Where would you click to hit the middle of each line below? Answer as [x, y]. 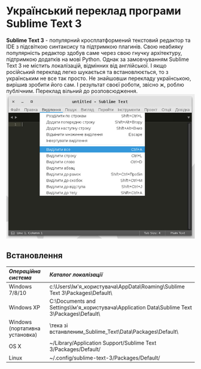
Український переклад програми [94, 11]
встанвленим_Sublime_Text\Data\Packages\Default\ [114, 331]
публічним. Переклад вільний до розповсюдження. [72, 91]
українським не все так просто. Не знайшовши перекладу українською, [99, 78]
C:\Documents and [72, 301]
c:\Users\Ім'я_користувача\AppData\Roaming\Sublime [117, 286]
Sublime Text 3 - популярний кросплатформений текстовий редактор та [98, 40]
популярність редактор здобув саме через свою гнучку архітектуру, [94, 53]
